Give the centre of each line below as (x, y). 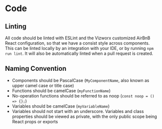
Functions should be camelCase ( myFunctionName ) (61, 91)
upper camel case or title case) (43, 85)
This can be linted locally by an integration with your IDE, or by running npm (79, 48)
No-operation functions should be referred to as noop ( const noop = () (83, 96)
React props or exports (35, 121)
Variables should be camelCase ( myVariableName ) (61, 106)
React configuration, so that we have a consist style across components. (77, 43)
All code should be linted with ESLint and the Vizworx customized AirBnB (78, 38)
